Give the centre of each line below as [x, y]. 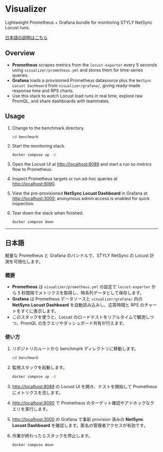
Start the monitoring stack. [39, 146]
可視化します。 [28, 261]
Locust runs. [17, 27]
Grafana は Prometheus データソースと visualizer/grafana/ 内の [77, 299]
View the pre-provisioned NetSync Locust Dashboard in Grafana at [80, 193]
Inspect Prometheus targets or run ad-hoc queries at [65, 179]
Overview [20, 53]
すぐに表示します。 [40, 311]
